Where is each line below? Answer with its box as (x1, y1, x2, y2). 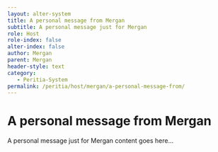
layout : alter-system (7, 10, 71, 18)
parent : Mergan (7, 57, 52, 64)
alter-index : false (7, 43, 65, 50)
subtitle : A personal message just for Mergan (7, 23, 147, 30)
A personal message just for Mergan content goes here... (7, 136, 174, 145)
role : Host (7, 30, 40, 37)
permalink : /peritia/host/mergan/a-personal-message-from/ (7, 83, 185, 90)
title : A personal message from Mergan (7, 17, 125, 24)
